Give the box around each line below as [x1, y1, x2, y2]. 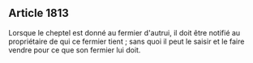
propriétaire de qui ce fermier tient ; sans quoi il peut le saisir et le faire [8, 36, 245, 46]
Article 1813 [8, 6, 69, 20]
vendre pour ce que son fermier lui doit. [8, 44, 141, 55]
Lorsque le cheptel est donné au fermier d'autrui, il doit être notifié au [8, 27, 241, 37]
